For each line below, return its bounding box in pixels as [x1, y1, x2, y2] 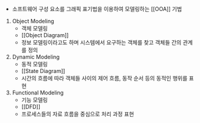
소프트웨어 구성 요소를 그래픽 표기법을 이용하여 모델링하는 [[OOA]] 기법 [12, 5, 182, 12]
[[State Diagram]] [21, 68, 65, 74]
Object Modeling [12, 18, 54, 24]
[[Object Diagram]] [21, 32, 69, 38]
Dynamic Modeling [12, 54, 60, 60]
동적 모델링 [21, 60, 48, 68]
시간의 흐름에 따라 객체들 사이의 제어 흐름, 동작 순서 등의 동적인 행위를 [21, 75, 188, 82]
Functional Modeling [12, 89, 64, 96]
